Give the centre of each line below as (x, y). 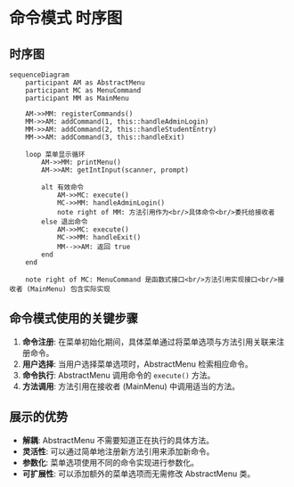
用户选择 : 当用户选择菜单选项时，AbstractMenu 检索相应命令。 (137, 364)
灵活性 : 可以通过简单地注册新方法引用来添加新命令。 (118, 451)
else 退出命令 (65, 222)
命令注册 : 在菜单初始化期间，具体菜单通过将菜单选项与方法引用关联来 (149, 341)
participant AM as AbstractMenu (85, 83)
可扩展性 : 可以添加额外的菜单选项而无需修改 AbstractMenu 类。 (139, 474)
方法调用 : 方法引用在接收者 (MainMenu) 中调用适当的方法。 (131, 386)
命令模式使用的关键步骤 (73, 318)
